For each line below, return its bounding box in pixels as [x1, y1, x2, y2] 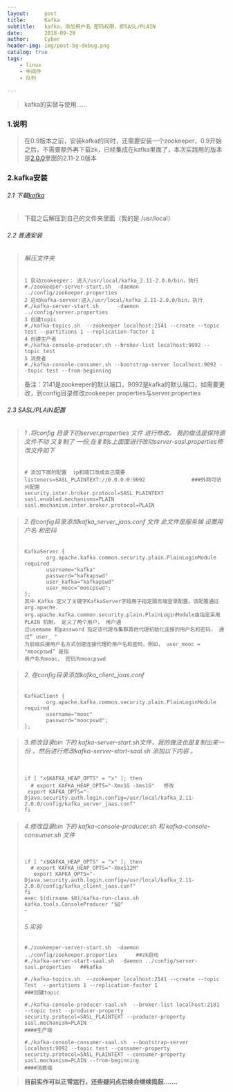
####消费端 [24, 1064, 53, 1072]
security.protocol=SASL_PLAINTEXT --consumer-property [24, 1051, 186, 1058]
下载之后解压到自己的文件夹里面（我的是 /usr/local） [24, 214, 174, 222]
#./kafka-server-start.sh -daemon [24, 303, 140, 310]
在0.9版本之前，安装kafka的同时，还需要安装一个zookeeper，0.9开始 [24, 136, 223, 145]
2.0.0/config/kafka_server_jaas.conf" [24, 800, 136, 807]
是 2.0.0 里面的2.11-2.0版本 [24, 154, 97, 162]
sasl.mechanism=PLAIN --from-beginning [24, 1057, 140, 1064]
